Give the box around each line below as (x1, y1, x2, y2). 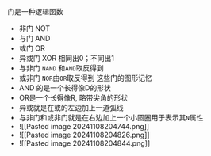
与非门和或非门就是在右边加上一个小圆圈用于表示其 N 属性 (18, 113, 204, 122)
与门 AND (18, 34, 51, 43)
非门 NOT (18, 24, 51, 33)
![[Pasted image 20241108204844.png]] (18, 139, 151, 148)
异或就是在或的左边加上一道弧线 (18, 103, 124, 112)
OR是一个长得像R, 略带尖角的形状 (18, 93, 129, 102)
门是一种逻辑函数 (7, 7, 63, 16)
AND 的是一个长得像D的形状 (18, 83, 112, 93)
